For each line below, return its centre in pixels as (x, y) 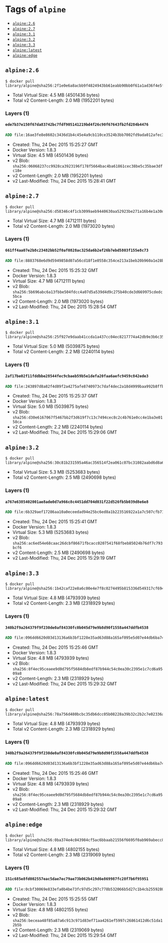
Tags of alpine (35, 9)
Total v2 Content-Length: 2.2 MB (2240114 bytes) (63, 352)
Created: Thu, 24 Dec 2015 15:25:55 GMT (55, 899)
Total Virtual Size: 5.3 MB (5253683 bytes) (56, 472)
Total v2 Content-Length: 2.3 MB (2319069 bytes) (64, 855)
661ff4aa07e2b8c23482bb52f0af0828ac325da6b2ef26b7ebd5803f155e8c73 (77, 250)
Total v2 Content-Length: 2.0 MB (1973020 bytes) (63, 226)
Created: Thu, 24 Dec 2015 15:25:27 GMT (55, 145)
